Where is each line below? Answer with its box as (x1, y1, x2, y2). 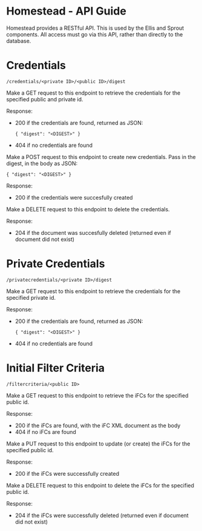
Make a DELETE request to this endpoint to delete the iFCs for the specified (6, 481, 195, 489)
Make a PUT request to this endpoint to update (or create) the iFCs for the (6, 440, 191, 447)
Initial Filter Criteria (6, 361, 105, 374)
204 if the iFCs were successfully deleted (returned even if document (15, 512, 189, 519)
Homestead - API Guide (6, 4, 127, 18)
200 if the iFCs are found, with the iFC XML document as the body (15, 422, 181, 429)
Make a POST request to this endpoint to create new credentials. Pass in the (6, 153, 196, 160)
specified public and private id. (6, 95, 83, 103)
